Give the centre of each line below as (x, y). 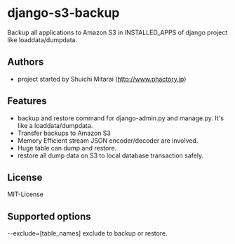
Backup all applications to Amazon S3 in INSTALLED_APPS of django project (117, 32)
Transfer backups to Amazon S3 (64, 133)
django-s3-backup (63, 13)
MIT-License (26, 194)
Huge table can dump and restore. (67, 148)
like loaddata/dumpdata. (42, 39)
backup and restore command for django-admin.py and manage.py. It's (121, 118)
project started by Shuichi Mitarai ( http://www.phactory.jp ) (102, 79)
